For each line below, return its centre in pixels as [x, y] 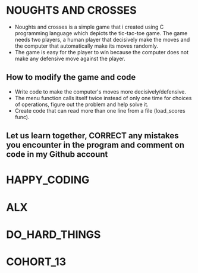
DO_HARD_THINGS [54, 235]
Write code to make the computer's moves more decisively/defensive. [100, 91]
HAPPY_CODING [48, 180]
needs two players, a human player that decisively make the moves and [102, 39]
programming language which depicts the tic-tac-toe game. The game [101, 33]
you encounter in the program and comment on [95, 145]
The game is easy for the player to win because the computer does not [102, 52]
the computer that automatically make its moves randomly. [87, 46]
